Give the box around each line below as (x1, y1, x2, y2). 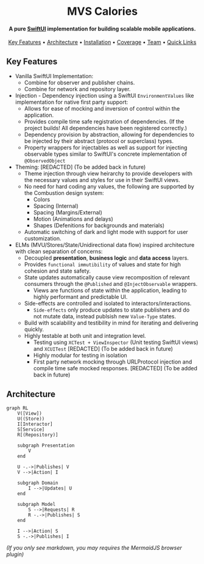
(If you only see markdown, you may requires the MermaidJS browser (6, 544, 183, 552)
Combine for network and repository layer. (24, 86, 131, 93)
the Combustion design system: (24, 189, 105, 197)
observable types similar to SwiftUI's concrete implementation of (24, 150, 188, 158)
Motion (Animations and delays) (33, 215, 114, 223)
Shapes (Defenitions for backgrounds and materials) (33, 222, 165, 229)
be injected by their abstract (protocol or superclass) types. (24, 137, 174, 145)
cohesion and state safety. (24, 267, 91, 275)
